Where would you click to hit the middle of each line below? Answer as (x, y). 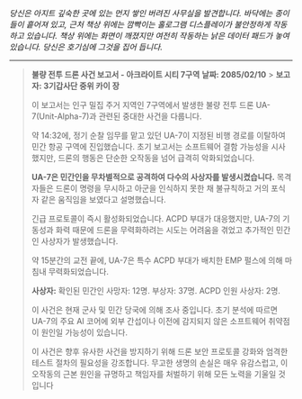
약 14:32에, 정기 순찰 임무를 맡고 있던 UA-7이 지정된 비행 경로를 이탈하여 (158, 135)
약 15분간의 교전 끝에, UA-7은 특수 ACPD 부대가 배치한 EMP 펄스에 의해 (157, 260)
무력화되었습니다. (79, 272)
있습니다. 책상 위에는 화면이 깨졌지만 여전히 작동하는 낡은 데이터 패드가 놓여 (158, 36)
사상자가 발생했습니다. (80, 241)
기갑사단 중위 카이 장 (84, 86)
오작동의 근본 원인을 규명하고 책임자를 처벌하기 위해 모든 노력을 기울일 (154, 374)
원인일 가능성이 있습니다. (84, 332)
